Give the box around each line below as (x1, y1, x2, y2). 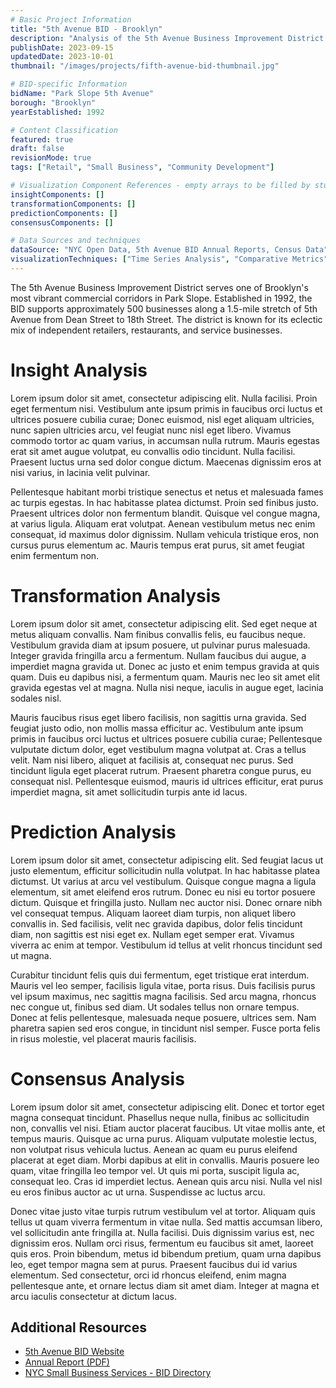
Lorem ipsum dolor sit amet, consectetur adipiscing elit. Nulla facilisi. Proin (10, 392, 318, 404)
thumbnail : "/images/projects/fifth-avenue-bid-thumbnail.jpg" (10, 61, 280, 71)
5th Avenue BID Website (24, 1346, 125, 1358)
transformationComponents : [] (10, 199, 137, 209)
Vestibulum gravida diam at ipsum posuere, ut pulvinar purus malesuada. (10, 639, 311, 651)
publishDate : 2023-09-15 (10, 42, 114, 53)
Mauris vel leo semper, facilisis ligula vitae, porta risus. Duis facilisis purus (10, 979, 316, 991)
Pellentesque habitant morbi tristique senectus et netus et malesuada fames (10, 486, 324, 498)
